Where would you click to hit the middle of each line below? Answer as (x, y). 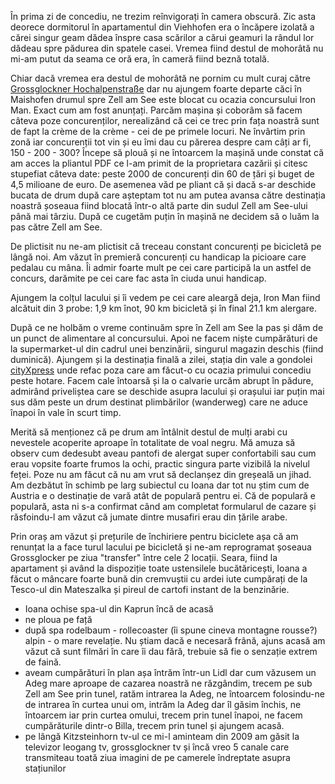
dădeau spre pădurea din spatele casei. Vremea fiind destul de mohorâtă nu (167, 48)
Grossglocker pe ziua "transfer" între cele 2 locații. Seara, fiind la (144, 557)
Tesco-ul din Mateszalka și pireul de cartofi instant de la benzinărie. (150, 589)
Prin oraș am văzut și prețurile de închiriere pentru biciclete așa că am (154, 536)
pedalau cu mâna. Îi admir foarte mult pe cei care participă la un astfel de (161, 267)
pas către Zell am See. (56, 227)
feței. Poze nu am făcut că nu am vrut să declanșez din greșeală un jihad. (161, 474)
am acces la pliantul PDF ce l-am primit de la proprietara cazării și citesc (159, 163)
